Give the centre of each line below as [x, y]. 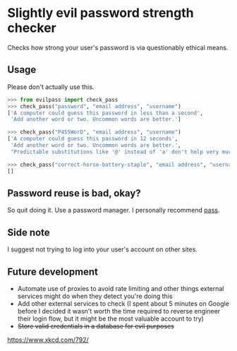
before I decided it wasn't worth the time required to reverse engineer [119, 311]
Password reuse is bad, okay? [74, 193]
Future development [53, 272]
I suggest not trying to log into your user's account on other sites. [102, 249]
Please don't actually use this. [51, 87]
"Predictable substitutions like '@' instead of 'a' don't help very [115, 152]
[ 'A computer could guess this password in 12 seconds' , [93, 139]
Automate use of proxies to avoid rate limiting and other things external [121, 288]
